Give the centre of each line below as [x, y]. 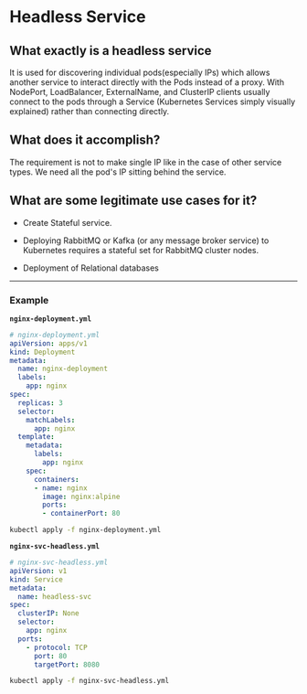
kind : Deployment [42, 352]
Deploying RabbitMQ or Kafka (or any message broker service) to [146, 240]
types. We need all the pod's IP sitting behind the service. [118, 172]
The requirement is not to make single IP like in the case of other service [146, 162]
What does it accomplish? [85, 140]
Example [29, 300]
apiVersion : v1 [38, 571]
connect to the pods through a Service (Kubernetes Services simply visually [153, 101]
